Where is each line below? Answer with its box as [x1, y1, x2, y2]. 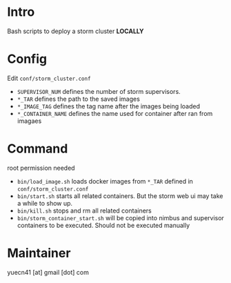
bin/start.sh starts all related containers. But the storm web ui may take [17, 191, 223, 200]
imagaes [17, 117, 42, 125]
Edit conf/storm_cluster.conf [7, 74, 91, 82]
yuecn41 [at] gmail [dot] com [7, 268, 90, 276]
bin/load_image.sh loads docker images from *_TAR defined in [17, 177, 193, 185]
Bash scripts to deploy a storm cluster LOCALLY [7, 27, 144, 35]
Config [7, 51, 47, 67]
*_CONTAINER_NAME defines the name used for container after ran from [17, 109, 213, 117]
